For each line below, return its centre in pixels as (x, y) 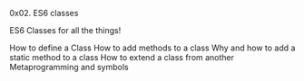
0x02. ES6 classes (44, 13)
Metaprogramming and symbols (69, 67)
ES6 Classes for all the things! (65, 30)
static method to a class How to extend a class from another (122, 57)
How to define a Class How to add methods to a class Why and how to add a (152, 48)
